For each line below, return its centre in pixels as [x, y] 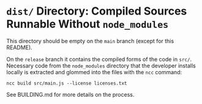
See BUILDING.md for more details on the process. [70, 94]
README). [19, 47]
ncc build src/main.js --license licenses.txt [67, 83]
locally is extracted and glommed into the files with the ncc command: [94, 72]
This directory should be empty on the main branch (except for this [90, 41]
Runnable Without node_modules [88, 24]
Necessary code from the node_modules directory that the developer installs [101, 66]
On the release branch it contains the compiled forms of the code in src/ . [99, 59]
